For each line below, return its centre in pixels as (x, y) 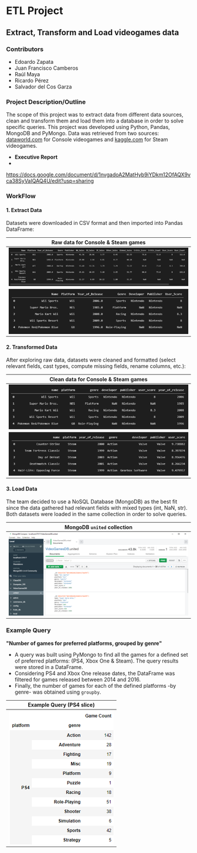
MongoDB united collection (98, 527)
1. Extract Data (24, 210)
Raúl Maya (27, 74)
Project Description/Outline (46, 102)
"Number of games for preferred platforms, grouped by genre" (84, 643)
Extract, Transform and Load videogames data (93, 33)
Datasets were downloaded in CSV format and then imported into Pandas (94, 223)
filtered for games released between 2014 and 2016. (77, 679)
